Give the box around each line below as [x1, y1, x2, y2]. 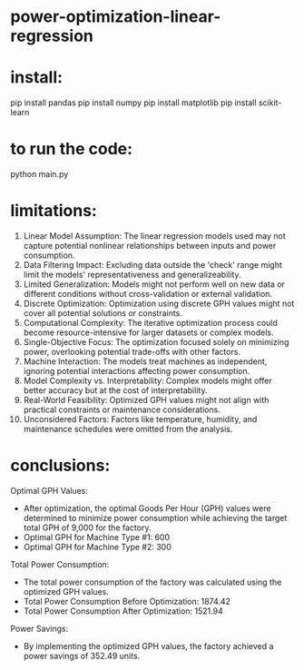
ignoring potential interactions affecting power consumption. [23, 366, 250, 376]
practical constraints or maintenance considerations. [23, 404, 221, 415]
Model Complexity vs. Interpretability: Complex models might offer [23, 375, 273, 386]
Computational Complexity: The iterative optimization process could [23, 318, 278, 328]
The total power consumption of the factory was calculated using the [23, 576, 282, 587]
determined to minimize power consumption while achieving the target [23, 512, 288, 523]
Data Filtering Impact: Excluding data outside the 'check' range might [23, 260, 282, 270]
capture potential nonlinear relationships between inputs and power [23, 241, 277, 251]
